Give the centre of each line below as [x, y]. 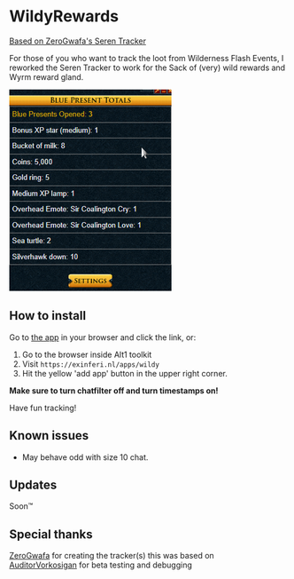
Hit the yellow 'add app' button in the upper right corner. [124, 373]
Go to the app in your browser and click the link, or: [103, 337]
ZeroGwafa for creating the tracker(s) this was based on [112, 556]
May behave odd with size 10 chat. [85, 457]
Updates [33, 484]
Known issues [49, 436]
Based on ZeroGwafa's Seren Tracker [77, 41]
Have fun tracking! [43, 408]
